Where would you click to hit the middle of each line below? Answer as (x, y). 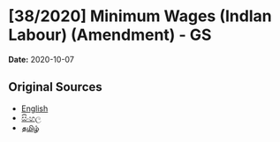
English (34, 108)
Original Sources (55, 87)
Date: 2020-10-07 (41, 59)
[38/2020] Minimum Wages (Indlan (140, 16)
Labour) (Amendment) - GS (110, 35)
